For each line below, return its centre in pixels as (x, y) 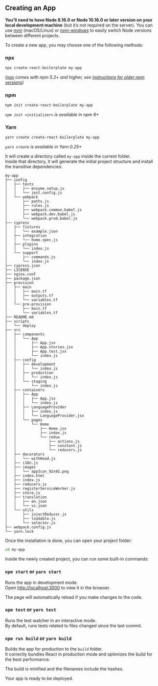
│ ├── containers (25, 390)
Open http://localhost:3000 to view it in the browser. (58, 588)
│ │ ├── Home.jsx (36, 429)
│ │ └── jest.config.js (34, 193)
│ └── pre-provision (28, 304)
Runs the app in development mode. (42, 582)
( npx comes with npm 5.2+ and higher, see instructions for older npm (75, 77)
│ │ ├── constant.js (44, 446)
